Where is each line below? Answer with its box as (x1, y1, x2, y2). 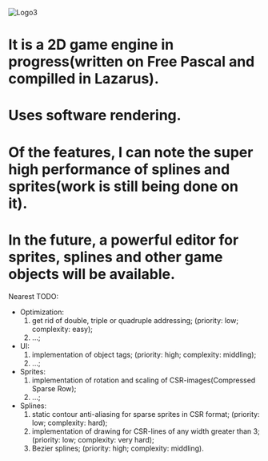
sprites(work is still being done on (8, 177, 238, 196)
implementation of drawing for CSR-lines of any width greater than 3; (31, 426, 260, 436)
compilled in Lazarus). (8, 70, 160, 88)
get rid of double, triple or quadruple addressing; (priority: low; (31, 315, 238, 325)
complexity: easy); (31, 324, 94, 334)
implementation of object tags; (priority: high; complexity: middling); (31, 350, 257, 359)
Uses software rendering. (8, 107, 182, 124)
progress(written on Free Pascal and (8, 53, 255, 71)
